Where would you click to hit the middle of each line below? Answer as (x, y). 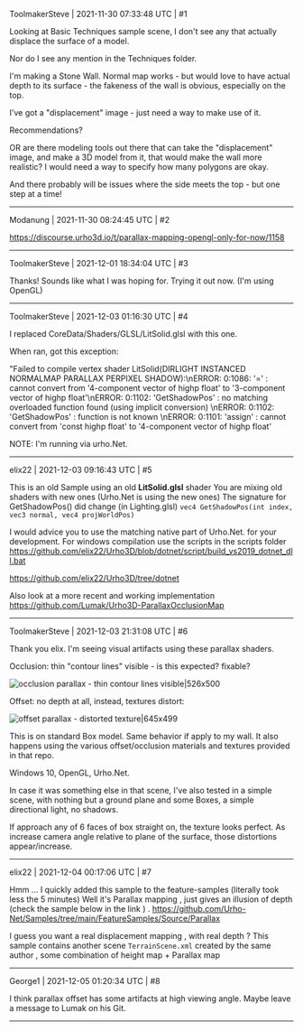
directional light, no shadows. (64, 809)
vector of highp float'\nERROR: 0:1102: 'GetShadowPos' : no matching (139, 398)
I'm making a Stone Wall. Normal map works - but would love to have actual (150, 76)
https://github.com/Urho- (199, 909)
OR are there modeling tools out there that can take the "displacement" (141, 148)
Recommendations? (46, 130)
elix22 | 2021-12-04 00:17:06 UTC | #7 (80, 872)
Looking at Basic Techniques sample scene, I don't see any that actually (143, 31)
